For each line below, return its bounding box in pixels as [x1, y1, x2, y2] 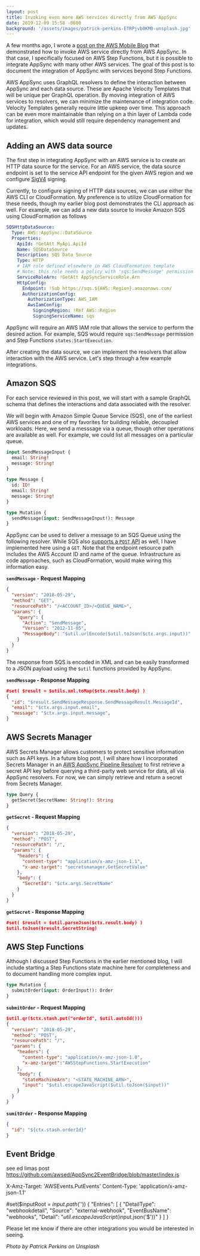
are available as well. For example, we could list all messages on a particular [6, 431, 193, 438]
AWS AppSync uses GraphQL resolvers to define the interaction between [6, 79, 186, 86]
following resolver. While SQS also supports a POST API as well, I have [6, 538, 176, 545]
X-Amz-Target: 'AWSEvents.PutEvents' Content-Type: [6, 1182, 138, 1190]
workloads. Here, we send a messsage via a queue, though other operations [6, 425, 194, 432]
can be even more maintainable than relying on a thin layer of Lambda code [6, 111, 192, 118]
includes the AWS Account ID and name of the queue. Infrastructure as [6, 551, 181, 558]
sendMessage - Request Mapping [6, 575, 85, 582]
